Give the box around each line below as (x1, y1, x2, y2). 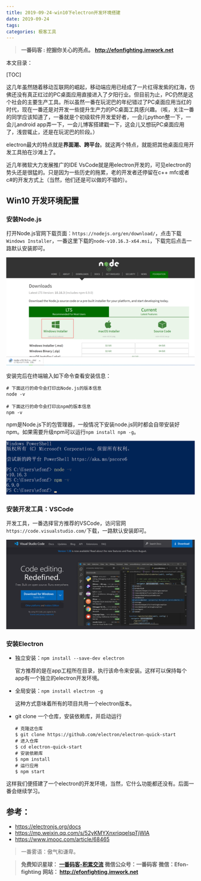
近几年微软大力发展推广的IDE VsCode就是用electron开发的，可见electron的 (6, 162, 191, 169)
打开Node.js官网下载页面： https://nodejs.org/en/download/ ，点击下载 (6, 229, 182, 236)
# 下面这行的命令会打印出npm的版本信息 (6, 404, 92, 410)
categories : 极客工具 (6, 29, 57, 35)
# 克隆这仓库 (14, 726, 43, 732)
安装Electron (6, 639, 44, 648)
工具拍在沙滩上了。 (11, 148, 59, 156)
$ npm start (14, 769, 45, 775)
